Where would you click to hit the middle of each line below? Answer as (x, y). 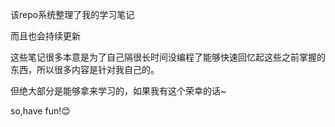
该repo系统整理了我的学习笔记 (72, 14)
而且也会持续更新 (45, 36)
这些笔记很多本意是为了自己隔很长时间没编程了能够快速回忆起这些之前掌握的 (168, 57)
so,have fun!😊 (40, 111)
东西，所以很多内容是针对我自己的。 (85, 69)
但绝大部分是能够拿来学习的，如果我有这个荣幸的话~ (118, 91)
